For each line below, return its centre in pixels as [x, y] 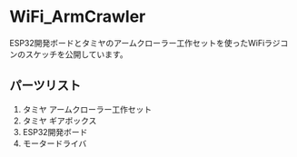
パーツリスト [45, 86]
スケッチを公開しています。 [77, 54]
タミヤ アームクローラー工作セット [87, 109]
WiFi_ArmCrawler [78, 17]
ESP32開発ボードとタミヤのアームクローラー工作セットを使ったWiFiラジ [145, 43]
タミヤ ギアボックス [59, 121]
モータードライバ [54, 143]
